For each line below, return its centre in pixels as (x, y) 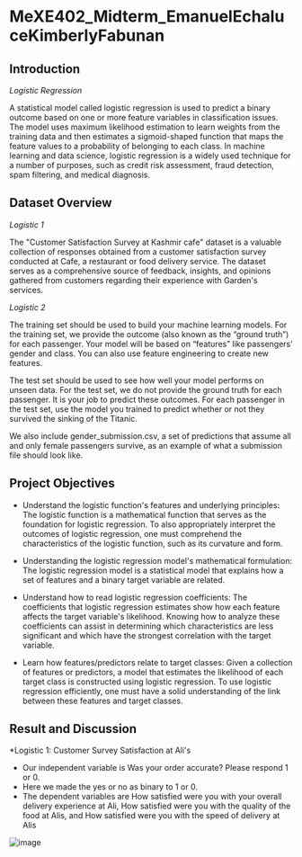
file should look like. (46, 455)
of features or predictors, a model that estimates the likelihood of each (153, 672)
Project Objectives (62, 483)
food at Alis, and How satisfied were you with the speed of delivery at (151, 816)
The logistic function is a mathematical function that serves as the (144, 514)
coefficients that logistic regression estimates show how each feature (151, 607)
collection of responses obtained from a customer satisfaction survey (138, 251)
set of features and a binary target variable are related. (124, 580)
